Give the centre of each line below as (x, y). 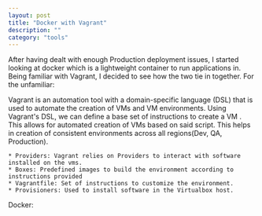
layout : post (30, 15)
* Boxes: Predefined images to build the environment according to (121, 170)
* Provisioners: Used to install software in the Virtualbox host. (121, 190)
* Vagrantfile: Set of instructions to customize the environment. (121, 184)
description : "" (35, 30)
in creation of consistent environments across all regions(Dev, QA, (115, 134)
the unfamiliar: (31, 85)
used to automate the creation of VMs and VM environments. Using (117, 108)
